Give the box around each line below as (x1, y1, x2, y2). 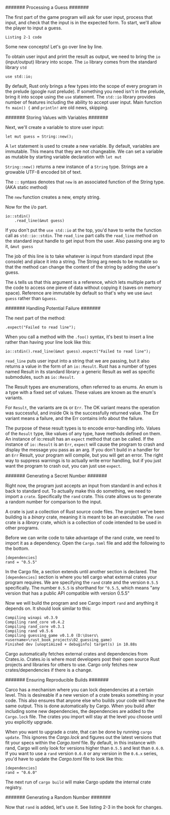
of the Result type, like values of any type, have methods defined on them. (5, 431, 161, 436)
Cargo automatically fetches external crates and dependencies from (5, 651, 148, 657)
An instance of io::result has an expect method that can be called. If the (5, 436, 154, 442)
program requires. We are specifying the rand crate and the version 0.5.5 (5, 579, 158, 585)
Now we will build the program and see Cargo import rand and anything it (5, 600, 158, 606)
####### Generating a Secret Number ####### (5, 473, 108, 479)
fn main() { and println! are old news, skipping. (5, 105, 109, 111)
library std (5, 64, 27, 70)
